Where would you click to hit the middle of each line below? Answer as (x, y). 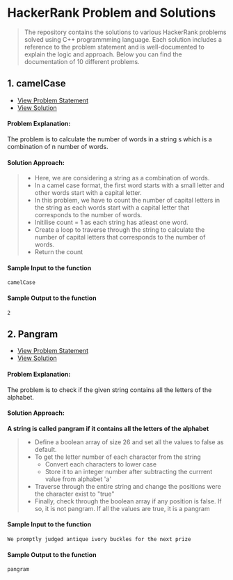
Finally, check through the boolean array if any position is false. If (128, 501)
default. (46, 449)
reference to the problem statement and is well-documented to (114, 47)
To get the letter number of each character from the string (118, 457)
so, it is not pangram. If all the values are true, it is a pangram (122, 508)
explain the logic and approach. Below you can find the (103, 54)
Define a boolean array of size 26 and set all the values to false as (129, 442)
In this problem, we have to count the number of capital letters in (127, 201)
